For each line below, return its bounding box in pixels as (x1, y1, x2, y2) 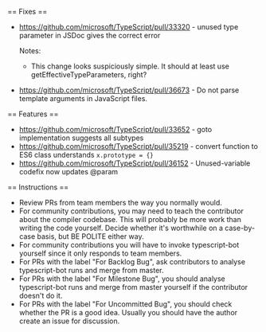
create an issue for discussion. (18, 316, 120, 326)
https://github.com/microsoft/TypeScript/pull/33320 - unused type (18, 22, 239, 31)
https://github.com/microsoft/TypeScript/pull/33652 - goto (18, 125, 213, 134)
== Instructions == (7, 182, 69, 192)
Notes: (18, 46, 41, 55)
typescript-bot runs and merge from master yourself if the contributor (18, 283, 248, 291)
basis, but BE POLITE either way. (37, 232, 144, 241)
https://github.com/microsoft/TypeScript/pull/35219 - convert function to (18, 142, 258, 150)
